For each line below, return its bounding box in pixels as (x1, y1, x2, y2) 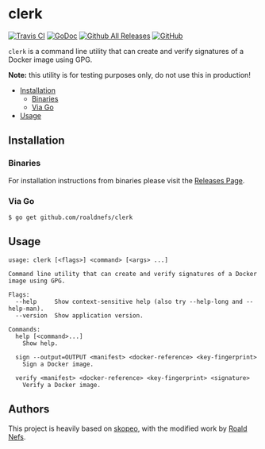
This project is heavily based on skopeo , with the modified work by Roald (8, 424, 248, 433)
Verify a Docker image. (22, 381, 102, 389)
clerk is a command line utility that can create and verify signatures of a (8, 46, 244, 56)
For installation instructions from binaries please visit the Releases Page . (8, 175, 245, 185)
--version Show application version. (15, 311, 144, 320)
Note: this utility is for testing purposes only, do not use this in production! (8, 70, 252, 79)
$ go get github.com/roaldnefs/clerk (8, 213, 133, 221)
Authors (8, 402, 50, 416)
